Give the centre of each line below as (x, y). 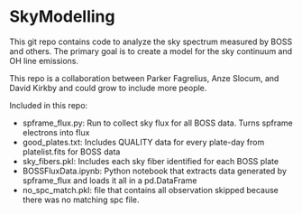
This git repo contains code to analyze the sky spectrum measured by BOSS (151, 42)
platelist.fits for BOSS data (71, 152)
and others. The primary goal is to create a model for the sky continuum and (151, 51)
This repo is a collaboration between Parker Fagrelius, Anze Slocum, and (144, 78)
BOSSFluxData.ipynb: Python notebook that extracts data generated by (154, 171)
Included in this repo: (49, 105)
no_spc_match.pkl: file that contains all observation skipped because (151, 190)
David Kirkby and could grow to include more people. (108, 88)
